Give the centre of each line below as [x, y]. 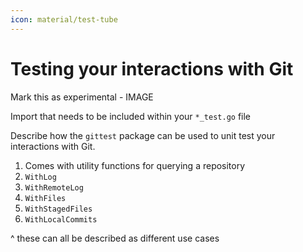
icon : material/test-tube [64, 19]
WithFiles [45, 198]
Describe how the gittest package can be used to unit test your [143, 135]
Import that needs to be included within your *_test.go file [131, 116]
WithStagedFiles [58, 209]
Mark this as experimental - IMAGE [82, 97]
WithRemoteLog [54, 187]
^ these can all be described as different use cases [115, 238]
